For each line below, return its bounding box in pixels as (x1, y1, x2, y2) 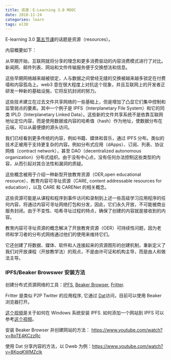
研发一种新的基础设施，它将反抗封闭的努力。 (5, 88, 99, 94)
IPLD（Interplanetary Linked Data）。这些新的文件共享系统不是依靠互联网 (11, 112, 163, 118)
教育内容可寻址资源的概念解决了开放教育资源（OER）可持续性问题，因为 (5, 225, 157, 231)
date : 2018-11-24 (5, 12, 42, 17)
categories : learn (5, 17, 44, 22)
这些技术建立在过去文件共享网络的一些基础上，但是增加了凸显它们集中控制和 (5, 99, 166, 105)
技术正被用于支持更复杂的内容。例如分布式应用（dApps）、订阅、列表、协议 (5, 141, 164, 148)
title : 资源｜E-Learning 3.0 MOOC (5, 7, 76, 13)
